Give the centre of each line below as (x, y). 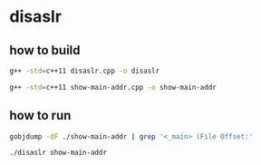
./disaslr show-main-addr (58, 153)
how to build (45, 50)
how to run (40, 116)
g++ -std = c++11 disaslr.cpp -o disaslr (85, 71)
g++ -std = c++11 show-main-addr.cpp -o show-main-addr (113, 87)
